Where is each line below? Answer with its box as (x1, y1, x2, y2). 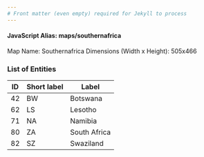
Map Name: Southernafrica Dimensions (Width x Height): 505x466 (7, 46, 197, 55)
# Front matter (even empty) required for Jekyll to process (7, 10, 187, 17)
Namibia (70, 116, 98, 126)
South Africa (70, 127, 111, 137)
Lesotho (70, 105, 97, 115)
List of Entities (7, 64, 57, 73)
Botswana (70, 94, 102, 104)
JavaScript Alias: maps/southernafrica (7, 32, 122, 40)
